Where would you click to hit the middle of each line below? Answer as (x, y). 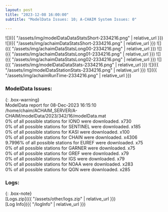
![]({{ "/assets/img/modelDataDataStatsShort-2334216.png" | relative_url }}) (84, 38)
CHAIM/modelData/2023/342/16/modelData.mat (56, 116)
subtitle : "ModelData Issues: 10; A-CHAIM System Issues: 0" (71, 19)
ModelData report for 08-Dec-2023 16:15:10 (51, 105)
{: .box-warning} (22, 99)
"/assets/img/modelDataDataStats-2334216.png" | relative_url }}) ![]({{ (85, 65)
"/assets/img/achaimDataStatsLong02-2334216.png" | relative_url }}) (84, 60)
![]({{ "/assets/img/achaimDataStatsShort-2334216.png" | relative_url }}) (80, 43)
